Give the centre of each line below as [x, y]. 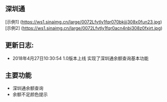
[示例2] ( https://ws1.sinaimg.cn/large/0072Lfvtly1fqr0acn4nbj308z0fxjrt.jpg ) [84, 28]
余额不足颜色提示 [30, 95]
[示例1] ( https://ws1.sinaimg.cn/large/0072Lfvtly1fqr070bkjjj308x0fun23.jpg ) [84, 22]
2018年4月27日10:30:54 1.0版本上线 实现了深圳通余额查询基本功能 [80, 58]
